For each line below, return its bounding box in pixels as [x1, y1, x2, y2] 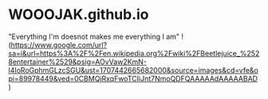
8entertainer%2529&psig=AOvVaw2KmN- [8, 57, 148, 67]
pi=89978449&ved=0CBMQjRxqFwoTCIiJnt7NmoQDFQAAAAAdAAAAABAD [8, 74, 258, 83]
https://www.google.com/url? [10, 40, 108, 49]
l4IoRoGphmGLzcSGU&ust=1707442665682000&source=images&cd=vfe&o [8, 65, 259, 74]
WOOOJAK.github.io [8, 6, 149, 24]
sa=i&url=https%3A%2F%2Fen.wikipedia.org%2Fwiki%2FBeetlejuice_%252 [8, 48, 260, 58]
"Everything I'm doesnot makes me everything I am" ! [8, 32, 184, 41]
